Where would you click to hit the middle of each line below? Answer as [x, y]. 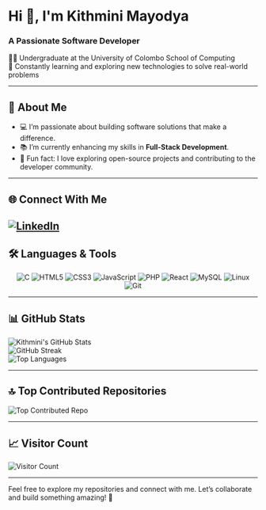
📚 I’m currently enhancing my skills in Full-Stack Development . [124, 147]
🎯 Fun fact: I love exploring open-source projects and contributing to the [137, 158]
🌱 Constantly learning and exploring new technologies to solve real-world [128, 67]
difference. [37, 139]
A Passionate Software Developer [74, 41]
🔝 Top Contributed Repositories [87, 391]
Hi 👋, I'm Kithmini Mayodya [99, 16]
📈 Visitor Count [48, 443]
